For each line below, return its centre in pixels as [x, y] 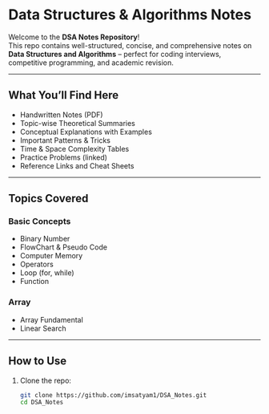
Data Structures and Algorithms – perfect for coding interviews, [115, 54]
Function [34, 282]
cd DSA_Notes [42, 403]
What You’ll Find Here [63, 95]
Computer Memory [51, 256]
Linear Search [43, 328]
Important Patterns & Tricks [65, 140]
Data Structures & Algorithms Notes [130, 15]
